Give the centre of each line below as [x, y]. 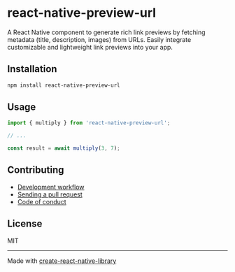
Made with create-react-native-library [62, 261]
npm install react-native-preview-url [64, 85]
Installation [32, 69]
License [25, 224]
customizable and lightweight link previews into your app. [90, 47]
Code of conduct [42, 201]
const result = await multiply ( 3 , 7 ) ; [64, 148]
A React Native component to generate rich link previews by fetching [106, 32]
